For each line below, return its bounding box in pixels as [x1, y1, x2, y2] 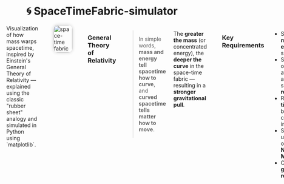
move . [138, 126, 155, 133]
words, [138, 41, 156, 49]
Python [6, 128, 24, 135]
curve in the [173, 62, 205, 69]
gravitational [173, 94, 206, 101]
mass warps [6, 38, 37, 45]
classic [6, 95, 24, 103]
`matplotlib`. [6, 141, 36, 148]
